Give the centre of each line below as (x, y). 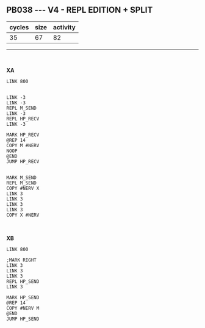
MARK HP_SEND (23, 297)
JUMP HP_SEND (23, 319)
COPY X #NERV (23, 215)
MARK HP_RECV (23, 135)
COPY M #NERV (23, 145)
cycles (19, 27)
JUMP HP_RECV (23, 161)
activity (64, 27)
